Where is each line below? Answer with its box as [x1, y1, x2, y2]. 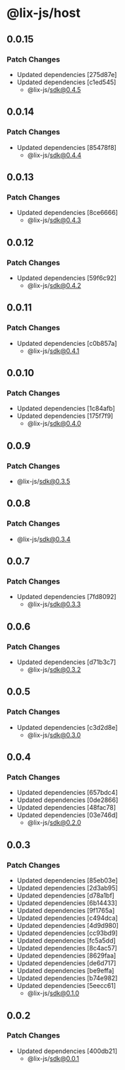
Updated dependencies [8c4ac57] [16, 944, 117, 953]
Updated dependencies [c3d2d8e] [16, 723, 118, 731]
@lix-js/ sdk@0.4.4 [27, 151, 82, 159]
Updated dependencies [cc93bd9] [16, 929, 118, 938]
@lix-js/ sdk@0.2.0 [27, 818, 82, 827]
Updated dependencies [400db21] [16, 1047, 118, 1055]
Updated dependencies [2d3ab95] [16, 884, 118, 892]
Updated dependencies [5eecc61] [16, 982, 117, 990]
